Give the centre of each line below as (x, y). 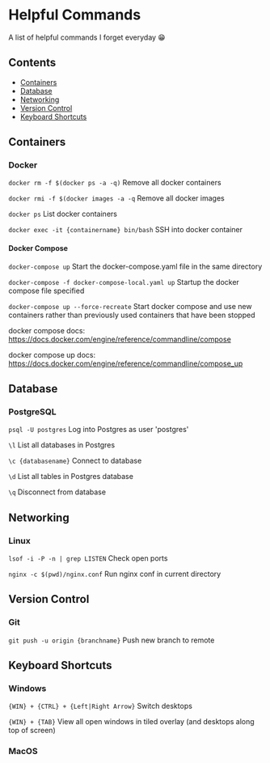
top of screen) (32, 731)
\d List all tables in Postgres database (71, 477)
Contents (32, 63)
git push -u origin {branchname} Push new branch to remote (112, 640)
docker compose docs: (47, 330)
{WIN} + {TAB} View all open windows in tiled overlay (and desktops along (131, 722)
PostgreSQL (32, 412)
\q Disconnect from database (57, 492)
